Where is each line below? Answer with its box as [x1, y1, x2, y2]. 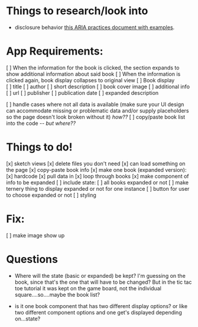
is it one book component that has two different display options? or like [14, 302, 188, 309]
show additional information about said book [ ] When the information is [6, 70, 181, 78]
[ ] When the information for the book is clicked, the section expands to [6, 64, 180, 71]
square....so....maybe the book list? [14, 291, 100, 298]
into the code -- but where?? [6, 120, 76, 127]
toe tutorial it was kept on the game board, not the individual [14, 284, 161, 291]
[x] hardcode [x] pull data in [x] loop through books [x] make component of [6, 172, 189, 179]
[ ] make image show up [6, 232, 65, 239]
